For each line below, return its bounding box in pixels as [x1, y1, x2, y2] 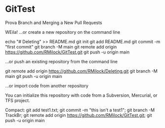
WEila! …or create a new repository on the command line [5, 29, 121, 35]
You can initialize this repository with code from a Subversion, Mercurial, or [5, 92, 158, 98]
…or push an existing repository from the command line [5, 58, 118, 64]
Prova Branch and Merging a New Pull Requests [5, 20, 102, 26]
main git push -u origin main [5, 73, 63, 79]
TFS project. [5, 97, 31, 103]
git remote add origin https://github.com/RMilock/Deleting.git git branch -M [5, 68, 158, 74]
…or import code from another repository [5, 82, 89, 89]
